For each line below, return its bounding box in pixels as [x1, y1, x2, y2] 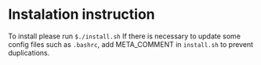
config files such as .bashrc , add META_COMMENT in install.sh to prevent [8, 39, 253, 49]
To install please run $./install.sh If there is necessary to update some [8, 31, 241, 41]
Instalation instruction [8, 5, 155, 23]
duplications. [8, 48, 50, 57]
